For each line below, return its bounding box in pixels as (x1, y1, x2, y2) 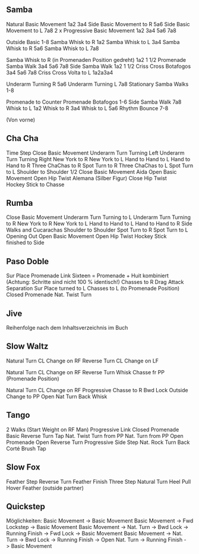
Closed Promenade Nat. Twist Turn (6, 291, 92, 298)
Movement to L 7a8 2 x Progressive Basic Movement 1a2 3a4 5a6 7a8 (6, 27, 176, 34)
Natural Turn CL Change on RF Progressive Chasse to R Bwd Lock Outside (6, 386, 188, 393)
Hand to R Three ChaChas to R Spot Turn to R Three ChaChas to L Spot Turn (6, 162, 194, 169)
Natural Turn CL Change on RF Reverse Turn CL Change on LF (6, 357, 159, 364)
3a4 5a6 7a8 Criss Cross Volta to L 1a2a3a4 (6, 68, 113, 76)
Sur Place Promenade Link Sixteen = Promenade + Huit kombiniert (6, 272, 169, 279)
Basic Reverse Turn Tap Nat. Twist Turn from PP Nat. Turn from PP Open (6, 432, 184, 439)
